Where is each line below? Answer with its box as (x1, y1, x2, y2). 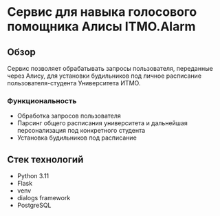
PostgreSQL (16, 201, 52, 210)
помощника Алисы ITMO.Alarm (7, 19, 196, 34)
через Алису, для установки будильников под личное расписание (7, 72, 201, 80)
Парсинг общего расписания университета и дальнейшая (16, 119, 188, 127)
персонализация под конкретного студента (16, 127, 146, 135)
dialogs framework (16, 194, 71, 202)
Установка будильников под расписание (16, 133, 137, 142)
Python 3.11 (16, 172, 49, 180)
